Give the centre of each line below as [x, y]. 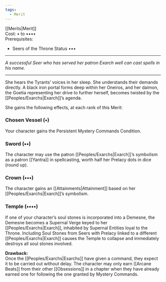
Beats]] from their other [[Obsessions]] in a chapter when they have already [82, 269]
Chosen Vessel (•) [27, 120]
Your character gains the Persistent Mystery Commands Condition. [73, 131]
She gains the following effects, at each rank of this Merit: [64, 107]
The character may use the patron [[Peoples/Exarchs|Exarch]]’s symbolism [82, 155]
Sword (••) [18, 144]
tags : [11, 10]
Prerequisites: [19, 39]
